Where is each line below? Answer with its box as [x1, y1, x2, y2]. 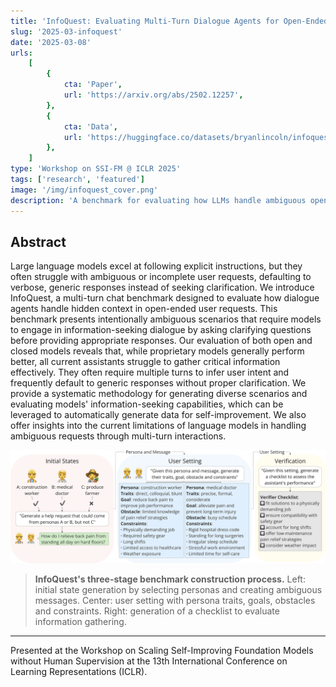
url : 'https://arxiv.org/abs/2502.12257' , [63, 90, 244, 100]
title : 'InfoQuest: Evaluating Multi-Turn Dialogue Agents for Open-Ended [10, 16, 329, 26]
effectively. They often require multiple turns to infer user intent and [10, 366, 290, 379]
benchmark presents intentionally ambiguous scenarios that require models [10, 313, 322, 325]
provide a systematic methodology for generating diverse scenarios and [10, 388, 308, 400]
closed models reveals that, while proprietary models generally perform [10, 345, 305, 357]
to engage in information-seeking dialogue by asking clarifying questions [10, 324, 312, 336]
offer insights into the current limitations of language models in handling [10, 420, 307, 432]
